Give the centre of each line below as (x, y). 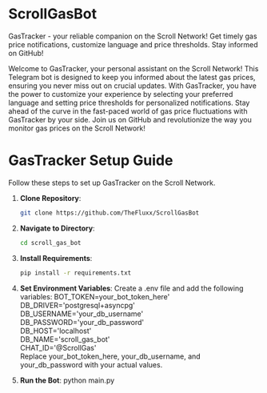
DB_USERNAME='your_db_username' (82, 314)
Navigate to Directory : (57, 228)
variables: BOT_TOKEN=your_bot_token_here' (95, 296)
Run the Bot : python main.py (67, 380)
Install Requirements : (56, 258)
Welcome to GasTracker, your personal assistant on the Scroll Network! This (133, 68)
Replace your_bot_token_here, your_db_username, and (110, 356)
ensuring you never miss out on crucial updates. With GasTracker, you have (133, 86)
